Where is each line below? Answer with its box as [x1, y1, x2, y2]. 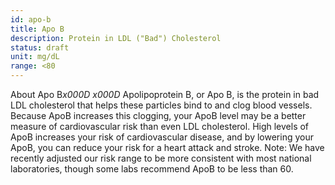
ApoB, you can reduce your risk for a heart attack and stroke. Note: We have [10, 142, 325, 153]
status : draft [10, 42, 70, 53]
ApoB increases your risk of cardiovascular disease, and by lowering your [10, 131, 314, 143]
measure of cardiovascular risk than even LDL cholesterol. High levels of [10, 121, 310, 132]
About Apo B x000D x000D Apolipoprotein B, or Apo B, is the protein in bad [10, 89, 320, 100]
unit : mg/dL [10, 52, 60, 62]
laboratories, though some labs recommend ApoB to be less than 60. [10, 163, 294, 175]
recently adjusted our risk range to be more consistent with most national [10, 152, 312, 164]
